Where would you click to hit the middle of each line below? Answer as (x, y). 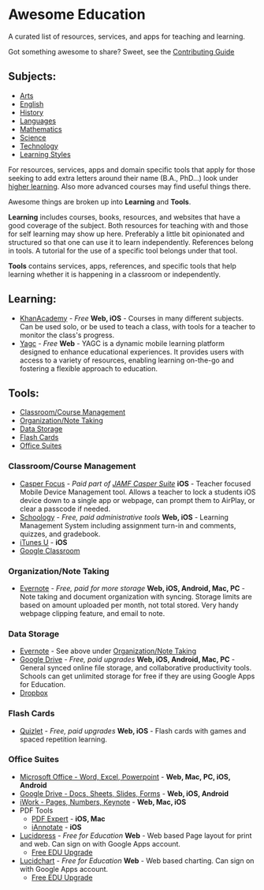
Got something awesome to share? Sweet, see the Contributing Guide (121, 51)
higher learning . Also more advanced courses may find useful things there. (130, 186)
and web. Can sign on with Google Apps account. (100, 843)
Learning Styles (45, 154)
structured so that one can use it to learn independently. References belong (131, 242)
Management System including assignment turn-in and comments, (128, 525)
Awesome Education (77, 15)
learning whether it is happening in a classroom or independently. (114, 274)
